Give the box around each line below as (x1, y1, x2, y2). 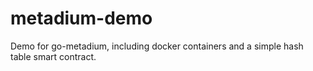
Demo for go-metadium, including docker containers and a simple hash (10, 40, 304, 52)
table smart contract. (10, 50, 97, 62)
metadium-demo (10, 7, 153, 30)
